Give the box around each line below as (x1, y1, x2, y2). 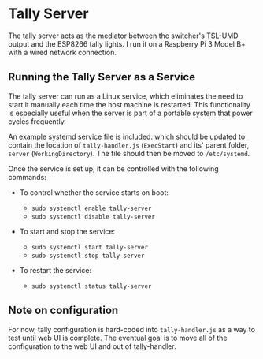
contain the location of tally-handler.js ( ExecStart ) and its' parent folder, (8, 140, 250, 150)
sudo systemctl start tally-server (31, 243, 148, 251)
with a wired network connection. (8, 47, 117, 57)
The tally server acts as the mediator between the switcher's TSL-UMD (8, 31, 239, 40)
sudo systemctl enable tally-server (31, 204, 152, 212)
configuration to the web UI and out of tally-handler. (8, 341, 176, 351)
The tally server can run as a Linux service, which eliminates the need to (8, 92, 243, 101)
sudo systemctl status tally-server (31, 282, 152, 290)
